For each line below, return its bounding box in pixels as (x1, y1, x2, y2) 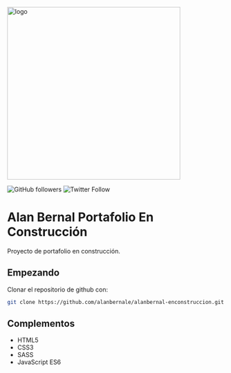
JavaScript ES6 (17, 358, 62, 366)
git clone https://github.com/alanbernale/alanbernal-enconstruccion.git (7, 298, 225, 305)
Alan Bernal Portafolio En (7, 209, 154, 225)
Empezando (7, 267, 60, 279)
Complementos (7, 318, 75, 329)
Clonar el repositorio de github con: (7, 285, 109, 294)
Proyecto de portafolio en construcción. (7, 247, 121, 255)
